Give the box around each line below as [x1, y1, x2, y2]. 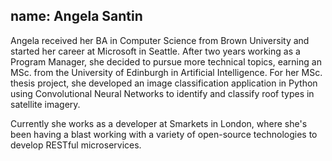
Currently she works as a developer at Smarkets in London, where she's [10, 117, 308, 129]
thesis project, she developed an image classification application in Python [10, 77, 318, 89]
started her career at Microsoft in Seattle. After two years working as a [10, 45, 301, 57]
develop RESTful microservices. [10, 139, 142, 151]
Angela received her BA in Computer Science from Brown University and [10, 34, 310, 46]
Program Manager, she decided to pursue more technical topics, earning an [10, 55, 322, 68]
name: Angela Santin [10, 8, 143, 25]
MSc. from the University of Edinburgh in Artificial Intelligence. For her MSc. [10, 66, 323, 78]
